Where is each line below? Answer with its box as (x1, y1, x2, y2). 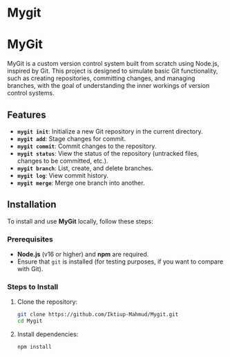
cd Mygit (17, 318, 43, 324)
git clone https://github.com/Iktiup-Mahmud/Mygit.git (17, 311, 179, 318)
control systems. (7, 89, 55, 98)
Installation (7, 199, 57, 210)
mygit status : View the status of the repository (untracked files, (17, 149, 199, 157)
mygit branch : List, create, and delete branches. (17, 164, 154, 172)
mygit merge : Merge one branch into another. (17, 178, 145, 187)
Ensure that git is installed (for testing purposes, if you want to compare (17, 257, 224, 266)
